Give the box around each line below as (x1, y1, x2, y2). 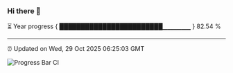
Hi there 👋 (7, 6, 42, 16)
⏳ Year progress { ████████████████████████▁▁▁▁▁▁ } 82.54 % (7, 22, 221, 30)
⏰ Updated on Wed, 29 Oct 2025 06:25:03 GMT (7, 45, 145, 53)
